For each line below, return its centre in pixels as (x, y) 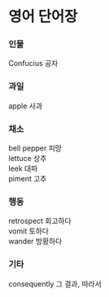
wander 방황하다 (35, 242)
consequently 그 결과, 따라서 (55, 284)
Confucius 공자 (33, 63)
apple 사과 (26, 106)
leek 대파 (23, 168)
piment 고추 (28, 179)
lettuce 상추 (28, 159)
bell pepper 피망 (35, 148)
